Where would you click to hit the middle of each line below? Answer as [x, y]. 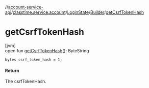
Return [12, 70]
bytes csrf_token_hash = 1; [34, 60]
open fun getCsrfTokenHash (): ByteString [47, 50]
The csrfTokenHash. [26, 81]
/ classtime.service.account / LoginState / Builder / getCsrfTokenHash [77, 12]
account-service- [26, 7]
